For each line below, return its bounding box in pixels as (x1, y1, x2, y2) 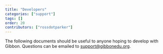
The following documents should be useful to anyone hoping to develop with (5, 38, 159, 44)
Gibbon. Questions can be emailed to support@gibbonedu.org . (5, 43, 131, 49)
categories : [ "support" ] (5, 12, 55, 16)
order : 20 (5, 20, 25, 26)
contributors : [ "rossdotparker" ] (5, 25, 73, 30)
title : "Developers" (5, 7, 47, 12)
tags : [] (5, 16, 23, 21)
